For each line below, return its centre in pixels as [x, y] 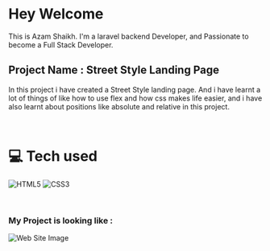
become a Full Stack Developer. [61, 44]
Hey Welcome [56, 14]
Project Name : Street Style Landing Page [114, 70]
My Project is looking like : [61, 220]
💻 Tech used [53, 156]
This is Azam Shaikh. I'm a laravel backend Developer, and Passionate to [129, 36]
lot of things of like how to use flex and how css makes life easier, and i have [135, 98]
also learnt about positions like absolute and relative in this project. [119, 106]
